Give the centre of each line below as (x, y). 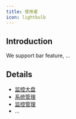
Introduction (29, 41)
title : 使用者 (22, 12)
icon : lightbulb (26, 17)
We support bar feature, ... (38, 56)
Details (19, 74)
